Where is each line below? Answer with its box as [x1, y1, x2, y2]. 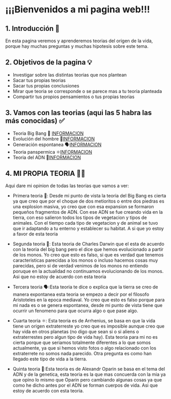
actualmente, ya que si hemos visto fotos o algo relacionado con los [12, 345, 157, 351]
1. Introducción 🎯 [5, 24, 60, 33]
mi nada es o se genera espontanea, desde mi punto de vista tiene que [12, 302, 163, 309]
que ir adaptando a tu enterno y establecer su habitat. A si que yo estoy [12, 225, 164, 232]
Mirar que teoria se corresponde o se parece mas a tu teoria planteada [12, 88, 162, 94]
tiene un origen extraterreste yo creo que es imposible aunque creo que [12, 323, 165, 330]
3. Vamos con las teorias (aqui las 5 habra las [5, 108, 152, 117]
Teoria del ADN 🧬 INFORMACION [12, 154, 81, 160]
